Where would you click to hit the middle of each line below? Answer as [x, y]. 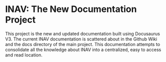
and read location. [24, 55]
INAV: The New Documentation [71, 9]
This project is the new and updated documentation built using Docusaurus [82, 33]
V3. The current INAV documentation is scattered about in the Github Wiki [81, 39]
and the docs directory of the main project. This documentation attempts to [83, 44]
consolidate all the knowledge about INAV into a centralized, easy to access [83, 49]
